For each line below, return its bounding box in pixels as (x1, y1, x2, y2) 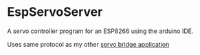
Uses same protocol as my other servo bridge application (7, 40, 170, 48)
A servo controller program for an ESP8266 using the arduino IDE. (7, 27, 194, 35)
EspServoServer (7, 4, 103, 20)
